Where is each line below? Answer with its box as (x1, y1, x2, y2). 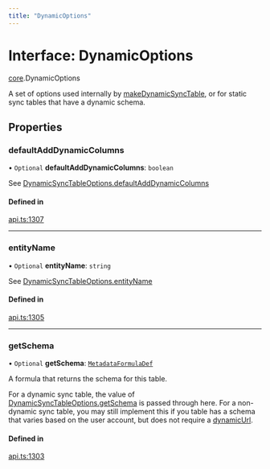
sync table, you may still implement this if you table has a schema (39, 407, 256, 417)
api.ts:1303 (8, 451, 45, 461)
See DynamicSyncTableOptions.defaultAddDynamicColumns (8, 179, 210, 188)
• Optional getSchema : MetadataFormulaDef (8, 359, 153, 368)
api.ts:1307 (8, 215, 44, 224)
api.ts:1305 (8, 312, 45, 322)
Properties (8, 120, 63, 134)
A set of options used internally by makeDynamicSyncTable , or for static (8, 88, 247, 98)
